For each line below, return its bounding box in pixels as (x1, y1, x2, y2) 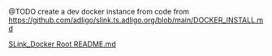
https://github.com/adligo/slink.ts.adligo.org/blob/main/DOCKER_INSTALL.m (8, 15, 264, 25)
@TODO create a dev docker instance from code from (8, 7, 189, 16)
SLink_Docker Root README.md (8, 39, 116, 49)
